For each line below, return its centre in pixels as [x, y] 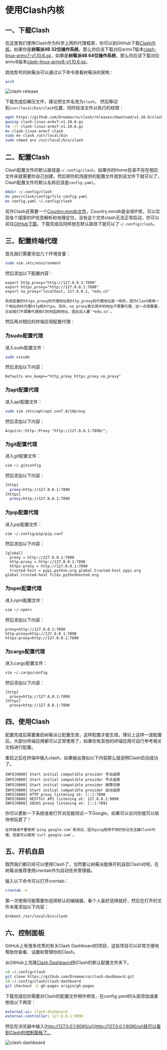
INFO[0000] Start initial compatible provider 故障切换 [63, 785]
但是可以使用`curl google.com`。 [44, 835]
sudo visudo [17, 357]
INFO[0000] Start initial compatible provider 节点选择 [63, 780]
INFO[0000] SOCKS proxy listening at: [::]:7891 [56, 803]
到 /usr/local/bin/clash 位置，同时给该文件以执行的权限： [65, 108]
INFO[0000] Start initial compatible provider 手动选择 [63, 774]
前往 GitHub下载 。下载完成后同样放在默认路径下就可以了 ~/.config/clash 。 [81, 224]
